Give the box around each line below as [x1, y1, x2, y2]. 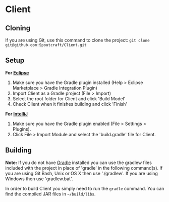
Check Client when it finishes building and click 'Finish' [12, 101, 128, 107]
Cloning [5, 24, 31, 32]
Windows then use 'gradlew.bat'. [5, 176, 73, 182]
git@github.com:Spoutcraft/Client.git [5, 43, 87, 48]
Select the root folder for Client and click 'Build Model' [12, 95, 126, 102]
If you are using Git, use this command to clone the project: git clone [5, 37, 150, 43]
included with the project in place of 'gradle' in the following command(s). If [5, 165, 163, 171]
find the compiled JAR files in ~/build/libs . [5, 191, 96, 197]
